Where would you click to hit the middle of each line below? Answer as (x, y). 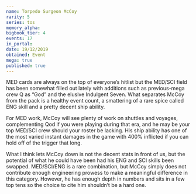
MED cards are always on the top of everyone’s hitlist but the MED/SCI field (97, 82)
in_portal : (19, 44)
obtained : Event (26, 55)
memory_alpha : (23, 28)
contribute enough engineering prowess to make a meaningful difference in (97, 173)
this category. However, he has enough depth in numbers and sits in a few (95, 179)
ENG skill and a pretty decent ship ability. (56, 107)
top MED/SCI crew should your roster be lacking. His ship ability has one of (97, 130)
